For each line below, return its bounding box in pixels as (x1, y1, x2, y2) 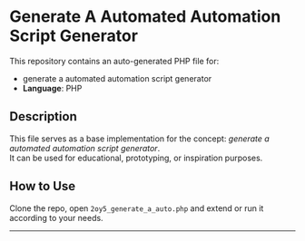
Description (9, 109, 77, 124)
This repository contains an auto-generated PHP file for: (9, 55, 220, 66)
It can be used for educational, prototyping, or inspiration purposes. (9, 152, 263, 163)
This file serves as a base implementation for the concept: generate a (9, 133, 270, 144)
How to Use (9, 178, 76, 194)
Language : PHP (22, 82, 83, 93)
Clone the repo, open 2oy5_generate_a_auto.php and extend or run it (9, 202, 264, 214)
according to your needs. (9, 212, 103, 223)
